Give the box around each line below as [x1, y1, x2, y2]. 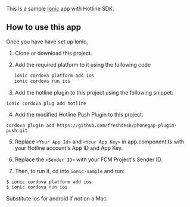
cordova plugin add [6, 122, 55, 128]
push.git [6, 127, 28, 133]
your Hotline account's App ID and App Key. [14, 144, 123, 151]
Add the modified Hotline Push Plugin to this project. [14, 111, 144, 118]
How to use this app [6, 22, 82, 32]
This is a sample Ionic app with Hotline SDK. [6, 5, 114, 12]
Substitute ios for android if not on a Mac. [6, 195, 108, 202]
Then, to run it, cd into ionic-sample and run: [14, 167, 125, 174]
